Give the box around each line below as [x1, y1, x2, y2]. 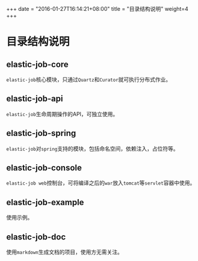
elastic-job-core [6, 59, 69, 69]
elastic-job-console [6, 163, 82, 173]
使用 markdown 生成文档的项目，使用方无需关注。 [6, 248, 123, 256]
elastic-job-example [6, 197, 84, 207]
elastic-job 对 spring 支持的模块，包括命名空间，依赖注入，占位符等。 [6, 145, 179, 152]
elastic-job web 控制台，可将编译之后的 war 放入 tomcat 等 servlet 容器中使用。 [6, 179, 196, 186]
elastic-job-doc [6, 232, 66, 242]
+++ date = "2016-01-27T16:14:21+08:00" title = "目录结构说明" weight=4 [6, 5, 188, 12]
